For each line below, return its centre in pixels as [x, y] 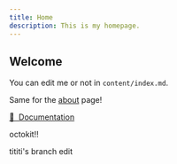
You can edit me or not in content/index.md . [89, 83]
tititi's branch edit [41, 152]
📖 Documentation [42, 117]
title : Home [31, 17]
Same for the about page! [56, 100]
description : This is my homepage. [75, 26]
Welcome [36, 62]
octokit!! [24, 135]
